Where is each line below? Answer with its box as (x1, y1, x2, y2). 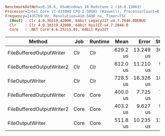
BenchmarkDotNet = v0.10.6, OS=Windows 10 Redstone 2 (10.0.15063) (5, 4, 141, 9)
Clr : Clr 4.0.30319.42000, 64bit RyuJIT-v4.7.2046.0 (9, 23, 129, 27)
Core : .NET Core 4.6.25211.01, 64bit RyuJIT (9, 27, 109, 32)
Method (28, 38, 48, 45)
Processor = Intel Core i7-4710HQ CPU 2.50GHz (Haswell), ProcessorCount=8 (5, 9, 160, 14)
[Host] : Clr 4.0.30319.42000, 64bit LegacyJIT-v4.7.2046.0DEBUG (9, 18, 146, 23)
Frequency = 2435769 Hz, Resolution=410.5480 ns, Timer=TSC (5, 13, 126, 19)
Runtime (89, 38, 110, 45)
